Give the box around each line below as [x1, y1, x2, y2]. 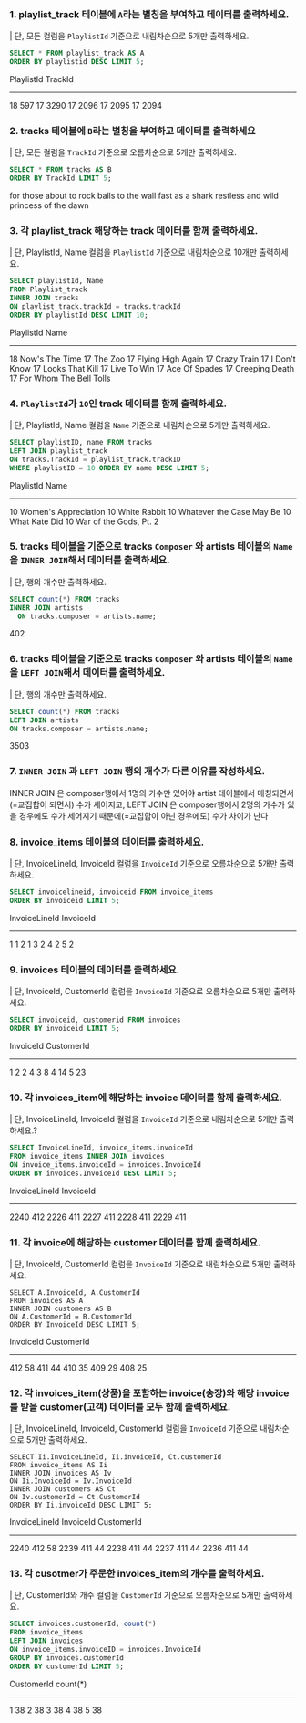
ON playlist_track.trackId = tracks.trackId [9, 302, 181, 311]
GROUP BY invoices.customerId [9, 1653, 125, 1663]
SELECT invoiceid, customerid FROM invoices [9, 1015, 181, 1024]
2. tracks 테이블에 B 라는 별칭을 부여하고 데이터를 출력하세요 [9, 124, 257, 137]
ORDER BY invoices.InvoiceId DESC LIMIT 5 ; [9, 1169, 178, 1178]
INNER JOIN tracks [9, 294, 79, 303]
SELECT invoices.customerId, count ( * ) [9, 1619, 157, 1629]
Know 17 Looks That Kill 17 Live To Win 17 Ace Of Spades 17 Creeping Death [9, 362, 294, 373]
